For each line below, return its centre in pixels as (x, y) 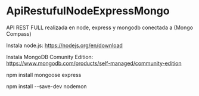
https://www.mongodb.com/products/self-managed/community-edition (94, 63)
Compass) (19, 33)
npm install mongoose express (44, 75)
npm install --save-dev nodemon (47, 86)
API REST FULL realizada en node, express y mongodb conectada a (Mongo (100, 27)
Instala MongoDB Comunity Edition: (50, 57)
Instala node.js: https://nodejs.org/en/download (65, 45)
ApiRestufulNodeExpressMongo (88, 11)
